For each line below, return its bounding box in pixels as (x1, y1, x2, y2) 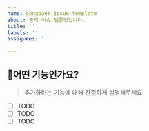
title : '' (7, 23, 36, 29)
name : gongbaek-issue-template (7, 10, 97, 17)
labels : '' (7, 29, 39, 36)
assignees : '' (7, 36, 48, 43)
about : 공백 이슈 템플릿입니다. (7, 16, 86, 23)
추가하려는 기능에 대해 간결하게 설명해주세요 (23, 88, 143, 96)
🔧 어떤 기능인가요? (7, 69, 79, 80)
